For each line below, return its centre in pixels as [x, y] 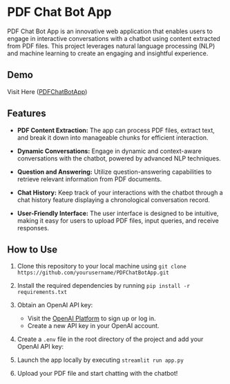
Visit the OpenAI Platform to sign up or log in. [92, 318]
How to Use [32, 249]
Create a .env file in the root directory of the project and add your [110, 339]
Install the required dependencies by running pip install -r [103, 286]
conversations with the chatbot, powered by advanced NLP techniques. [119, 158]
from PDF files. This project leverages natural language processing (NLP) [111, 46]
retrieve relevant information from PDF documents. [89, 179]
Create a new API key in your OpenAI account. [93, 326]
